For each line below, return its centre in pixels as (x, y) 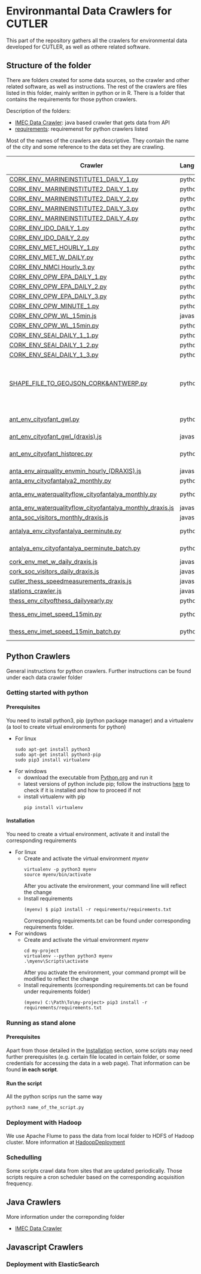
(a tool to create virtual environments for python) (66, 726)
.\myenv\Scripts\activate (56, 961)
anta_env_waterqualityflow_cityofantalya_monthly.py (83, 494)
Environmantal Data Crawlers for (89, 11)
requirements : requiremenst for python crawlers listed (81, 129)
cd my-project (41, 951)
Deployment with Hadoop (44, 1123)
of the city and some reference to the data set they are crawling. (86, 147)
